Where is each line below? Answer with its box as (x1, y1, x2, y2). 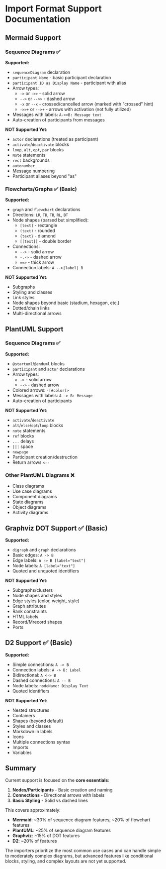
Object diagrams (12, 504, 47, 510)
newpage (12, 449, 28, 454)
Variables (12, 750, 32, 756)
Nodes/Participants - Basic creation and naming (12, 787, 113, 793)
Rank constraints (12, 608, 47, 614)
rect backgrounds (12, 157, 50, 163)
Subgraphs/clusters (12, 587, 53, 593)
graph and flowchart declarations (12, 207, 81, 213)
